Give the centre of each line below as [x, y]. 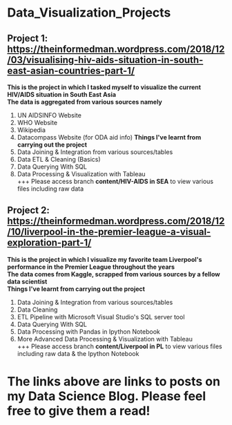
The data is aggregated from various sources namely [85, 102]
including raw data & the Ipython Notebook [78, 353]
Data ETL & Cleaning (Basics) [59, 159]
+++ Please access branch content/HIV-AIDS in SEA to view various [115, 181]
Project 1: [28, 38]
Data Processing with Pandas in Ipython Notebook [88, 331]
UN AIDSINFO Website [49, 115]
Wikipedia [31, 130]
